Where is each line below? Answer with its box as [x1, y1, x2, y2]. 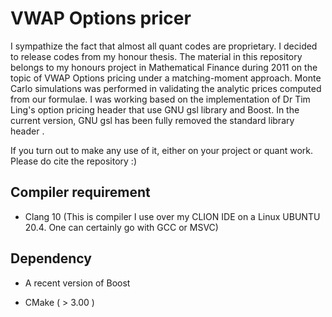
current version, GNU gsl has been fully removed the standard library [10, 114, 295, 126]
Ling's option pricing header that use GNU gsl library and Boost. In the [10, 103, 300, 116]
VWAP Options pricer [10, 7, 192, 30]
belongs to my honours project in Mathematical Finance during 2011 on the [10, 61, 318, 73]
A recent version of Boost [24, 277, 131, 289]
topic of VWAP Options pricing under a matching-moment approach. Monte [10, 72, 322, 84]
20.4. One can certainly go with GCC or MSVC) [24, 221, 219, 233]
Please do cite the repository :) [10, 155, 137, 167]
